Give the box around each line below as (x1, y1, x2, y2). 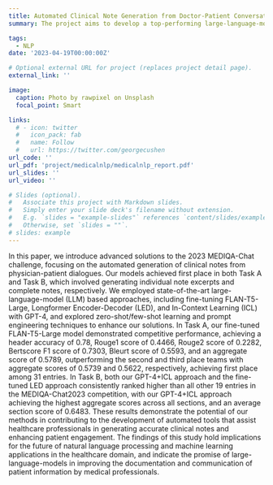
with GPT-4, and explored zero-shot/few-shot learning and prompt (8, 311, 232, 321)
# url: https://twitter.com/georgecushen (15, 146, 165, 154)
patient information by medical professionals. (8, 466, 160, 476)
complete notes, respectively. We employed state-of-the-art (8, 285, 210, 295)
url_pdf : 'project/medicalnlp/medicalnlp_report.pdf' (8, 161, 195, 169)
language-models (8, 458, 67, 468)
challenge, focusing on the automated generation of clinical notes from (8, 259, 246, 269)
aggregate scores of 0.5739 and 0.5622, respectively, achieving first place (8, 363, 258, 373)
